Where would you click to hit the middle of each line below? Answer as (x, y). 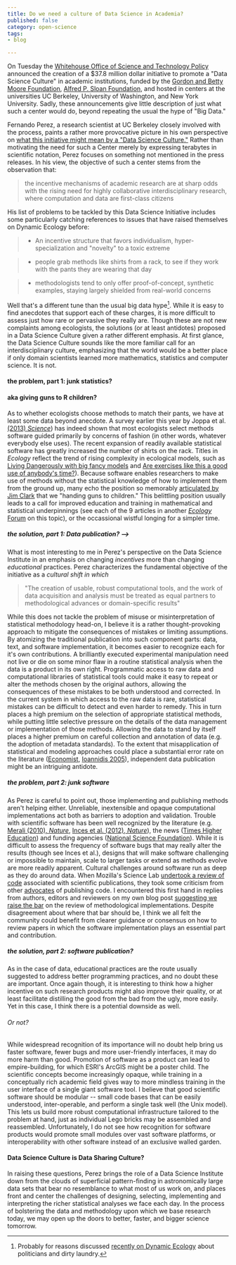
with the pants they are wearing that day (93, 269)
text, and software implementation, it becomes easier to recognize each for (116, 646)
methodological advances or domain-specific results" (102, 603)
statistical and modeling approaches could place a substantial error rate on (116, 751)
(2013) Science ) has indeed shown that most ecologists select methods (111, 428)
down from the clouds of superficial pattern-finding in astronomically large (115, 1180)
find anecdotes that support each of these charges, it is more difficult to (111, 313)
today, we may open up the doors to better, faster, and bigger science (108, 1218)
